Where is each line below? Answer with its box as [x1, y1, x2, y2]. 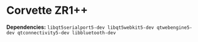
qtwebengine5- [156, 25, 193, 31]
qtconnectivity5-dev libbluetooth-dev [17, 29, 116, 36]
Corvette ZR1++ [6, 4, 88, 17]
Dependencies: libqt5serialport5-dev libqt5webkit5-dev [6, 23, 155, 31]
